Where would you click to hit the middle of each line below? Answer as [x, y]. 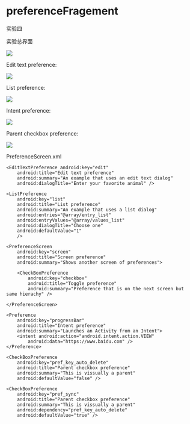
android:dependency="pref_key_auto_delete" [72, 410]
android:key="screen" [44, 252]
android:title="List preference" [59, 204]
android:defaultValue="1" [50, 231]
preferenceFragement [62, 11]
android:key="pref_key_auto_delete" [63, 363]
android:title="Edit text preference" [66, 173]
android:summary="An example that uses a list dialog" [87, 210]
